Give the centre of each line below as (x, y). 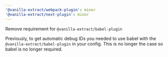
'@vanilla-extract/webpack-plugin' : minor (50, 10)
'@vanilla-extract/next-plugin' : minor (47, 14)
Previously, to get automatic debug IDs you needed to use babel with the (81, 38)
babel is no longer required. (34, 49)
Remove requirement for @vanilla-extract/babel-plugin (64, 28)
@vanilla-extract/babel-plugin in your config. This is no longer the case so (84, 43)
